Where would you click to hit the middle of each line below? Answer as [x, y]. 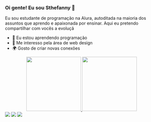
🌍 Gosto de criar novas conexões [46, 48]
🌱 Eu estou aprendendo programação [50, 38]
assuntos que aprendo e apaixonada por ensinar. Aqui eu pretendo [72, 23]
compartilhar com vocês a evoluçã [40, 28]
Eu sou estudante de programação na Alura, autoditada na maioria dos [76, 18]
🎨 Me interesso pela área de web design [52, 43]
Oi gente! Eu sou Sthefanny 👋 [40, 8]
